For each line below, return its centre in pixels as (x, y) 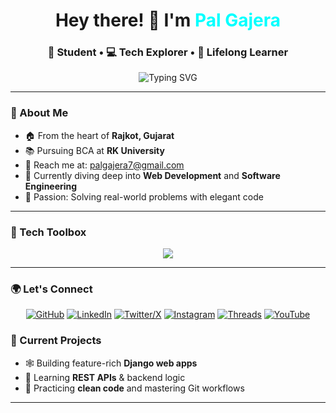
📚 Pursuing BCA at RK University (94, 150)
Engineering (51, 186)
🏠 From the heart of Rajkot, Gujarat (99, 135)
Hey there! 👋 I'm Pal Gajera (168, 20)
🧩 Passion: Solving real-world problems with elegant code (144, 196)
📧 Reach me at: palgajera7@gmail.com (104, 165)
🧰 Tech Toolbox (48, 232)
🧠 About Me (39, 113)
